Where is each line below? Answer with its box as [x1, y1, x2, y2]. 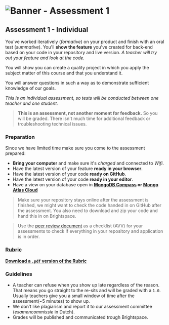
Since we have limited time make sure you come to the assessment [5, 145, 145, 151]
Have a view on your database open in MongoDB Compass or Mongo [12, 182, 158, 188]
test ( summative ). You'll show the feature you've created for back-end [5, 44, 153, 50]
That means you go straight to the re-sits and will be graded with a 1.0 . [12, 287, 161, 293]
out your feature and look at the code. [5, 55, 85, 61]
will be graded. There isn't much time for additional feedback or [17, 115, 151, 121]
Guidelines [5, 270, 32, 277]
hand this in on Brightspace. [17, 213, 76, 219]
